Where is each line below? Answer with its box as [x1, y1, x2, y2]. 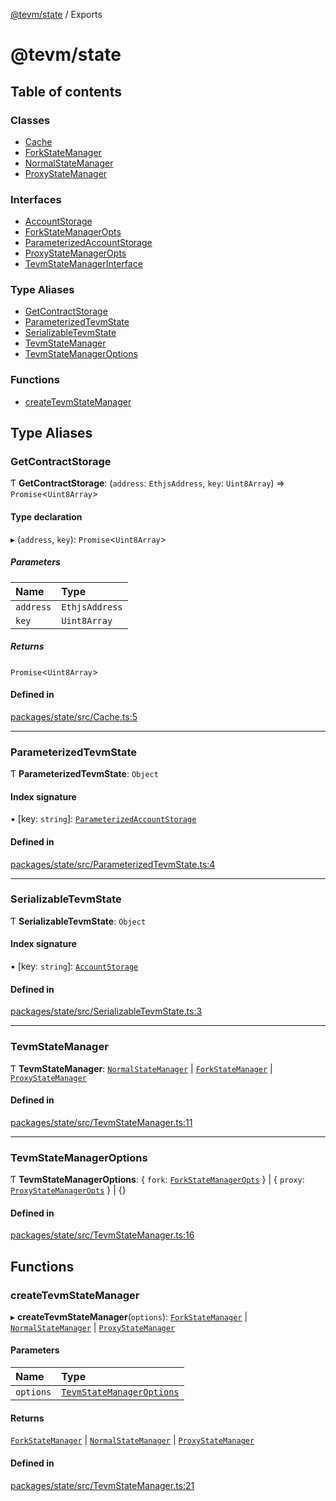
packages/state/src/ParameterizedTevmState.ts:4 [10, 858, 216, 870]
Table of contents [10, 83, 122, 100]
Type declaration [10, 511, 83, 523]
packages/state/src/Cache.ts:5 [10, 710, 138, 723]
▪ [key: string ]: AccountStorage [10, 960, 139, 972]
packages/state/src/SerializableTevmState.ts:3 [10, 1005, 203, 1018]
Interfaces [10, 192, 62, 206]
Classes [10, 113, 51, 127]
